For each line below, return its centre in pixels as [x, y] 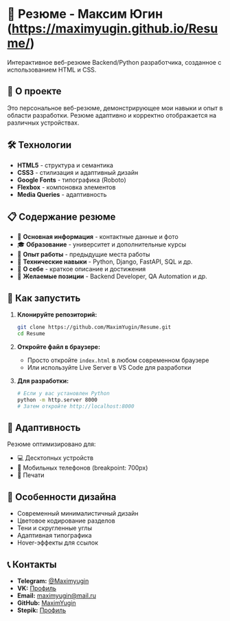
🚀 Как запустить [44, 298]
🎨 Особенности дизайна [62, 497]
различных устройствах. [43, 123]
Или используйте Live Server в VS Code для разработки [109, 367]
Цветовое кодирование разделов [66, 521]
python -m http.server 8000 [57, 400]
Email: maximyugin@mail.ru [57, 596]
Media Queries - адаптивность [62, 194]
